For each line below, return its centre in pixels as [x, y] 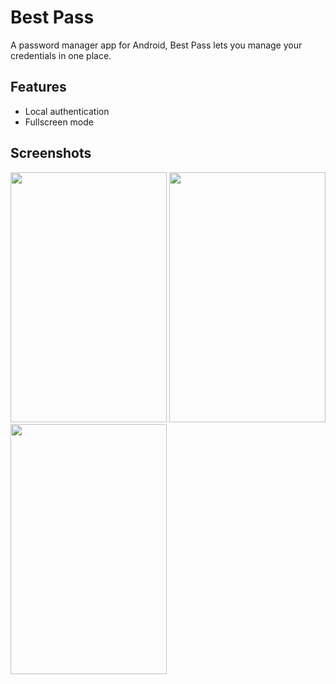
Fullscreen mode [59, 122]
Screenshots [51, 153]
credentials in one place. [61, 55]
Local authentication [67, 111]
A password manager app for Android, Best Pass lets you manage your [156, 45]
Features [38, 87]
